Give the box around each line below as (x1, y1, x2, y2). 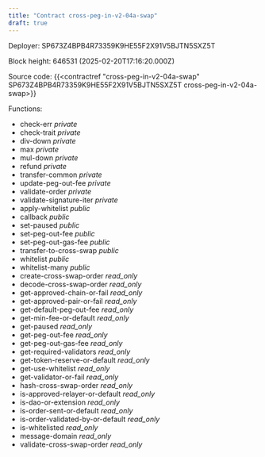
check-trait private (19, 128, 81, 137)
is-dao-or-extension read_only (19, 397, 121, 407)
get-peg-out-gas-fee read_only (19, 338, 123, 348)
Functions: (8, 104, 43, 113)
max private (19, 144, 60, 154)
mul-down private (19, 152, 79, 163)
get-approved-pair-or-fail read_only (19, 296, 137, 305)
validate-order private (19, 186, 92, 196)
